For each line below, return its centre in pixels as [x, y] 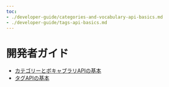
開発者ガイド [38, 53]
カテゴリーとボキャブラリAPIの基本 [58, 71]
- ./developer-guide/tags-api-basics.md [57, 22]
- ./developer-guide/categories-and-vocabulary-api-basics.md [84, 17]
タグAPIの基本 [32, 78]
